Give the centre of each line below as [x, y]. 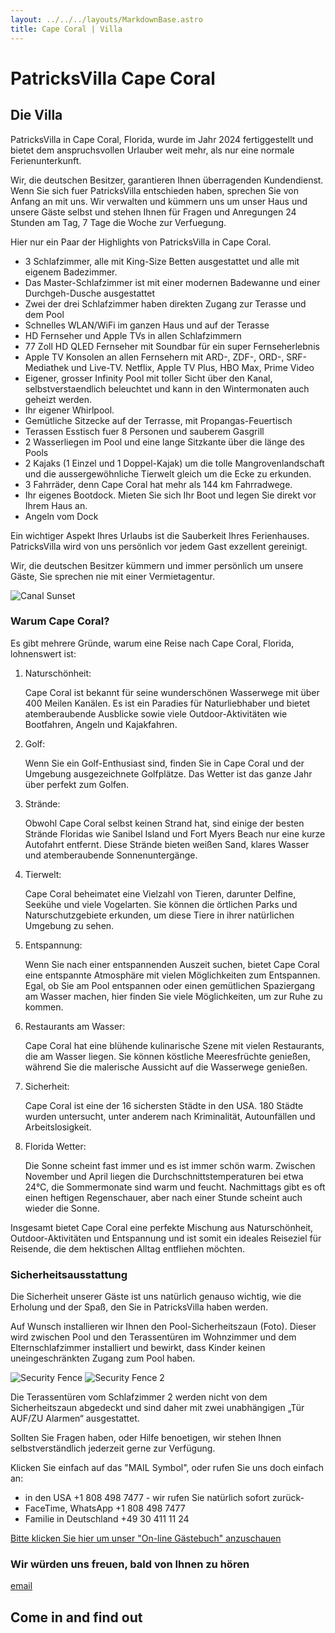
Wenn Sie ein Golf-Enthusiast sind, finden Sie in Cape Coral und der [164, 763]
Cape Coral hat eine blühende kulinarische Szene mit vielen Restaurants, [174, 1045]
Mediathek [47, 367]
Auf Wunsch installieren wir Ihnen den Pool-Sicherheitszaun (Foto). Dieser [163, 1327]
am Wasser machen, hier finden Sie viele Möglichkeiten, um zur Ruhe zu [173, 996]
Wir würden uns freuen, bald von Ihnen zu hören [130, 1564]
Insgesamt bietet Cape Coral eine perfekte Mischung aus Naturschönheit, [162, 1227]
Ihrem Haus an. [56, 505]
